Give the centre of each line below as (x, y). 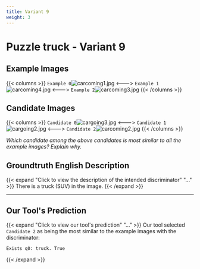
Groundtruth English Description (68, 166)
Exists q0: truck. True (36, 248)
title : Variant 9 (28, 12)
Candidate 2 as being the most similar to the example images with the (91, 231)
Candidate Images (41, 108)
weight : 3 (18, 17)
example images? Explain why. (44, 147)
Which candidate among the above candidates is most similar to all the (94, 140)
